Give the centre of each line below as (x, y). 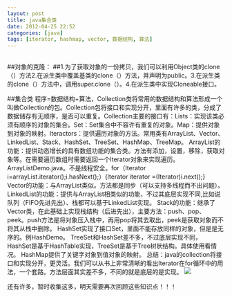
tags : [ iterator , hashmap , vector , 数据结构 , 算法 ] (80, 39)
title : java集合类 (32, 20)
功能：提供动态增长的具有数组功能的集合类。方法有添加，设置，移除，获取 (113, 150)
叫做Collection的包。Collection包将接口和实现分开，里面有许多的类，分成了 (115, 107)
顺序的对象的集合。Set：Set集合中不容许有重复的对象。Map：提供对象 (119, 125)
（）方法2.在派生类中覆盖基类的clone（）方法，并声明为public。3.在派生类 (114, 75)
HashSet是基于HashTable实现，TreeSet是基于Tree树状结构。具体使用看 (109, 246)
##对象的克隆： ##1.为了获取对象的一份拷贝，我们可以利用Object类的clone (114, 66)
